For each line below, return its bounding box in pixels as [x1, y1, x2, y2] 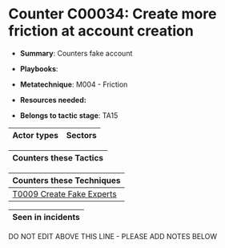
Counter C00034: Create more [8, 5, 217, 23]
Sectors [66, 129, 98, 140]
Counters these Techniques [12, 174, 121, 185]
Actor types [12, 129, 58, 140]
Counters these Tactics [12, 152, 104, 163]
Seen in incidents [12, 211, 80, 222]
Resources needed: [19, 95, 86, 104]
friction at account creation [8, 22, 194, 40]
